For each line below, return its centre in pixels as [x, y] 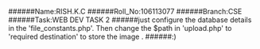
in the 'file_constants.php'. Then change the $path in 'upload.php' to [120, 28]
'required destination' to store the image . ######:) [92, 36]
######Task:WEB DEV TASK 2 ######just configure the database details [130, 20]
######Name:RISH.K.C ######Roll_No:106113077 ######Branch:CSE [125, 11]
